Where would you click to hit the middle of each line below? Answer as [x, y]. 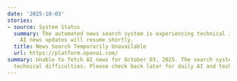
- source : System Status [44, 27]
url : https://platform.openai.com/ [66, 54]
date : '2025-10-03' [36, 14]
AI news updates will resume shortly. [77, 40]
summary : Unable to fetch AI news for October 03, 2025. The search [110, 60]
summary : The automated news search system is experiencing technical [120, 33]
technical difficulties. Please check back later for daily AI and [115, 66]
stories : [20, 20]
